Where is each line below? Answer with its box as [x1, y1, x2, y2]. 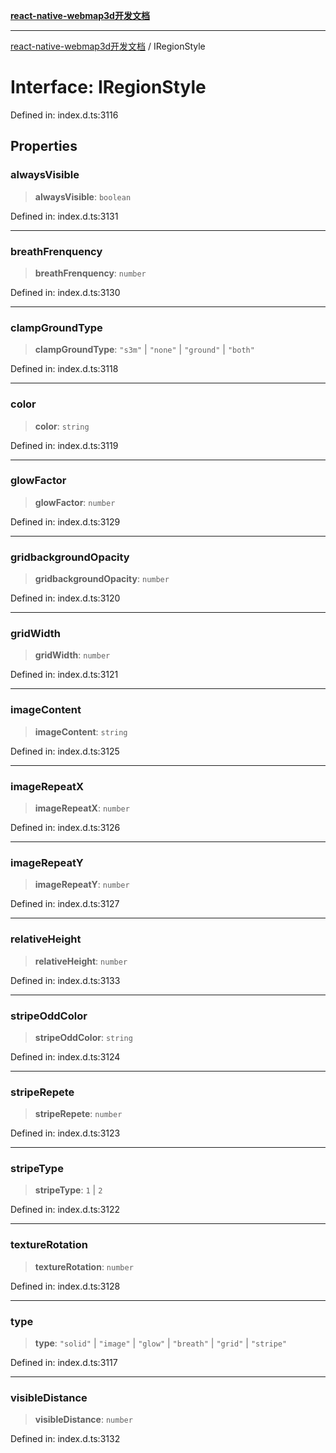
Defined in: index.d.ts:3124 [10, 1050, 121, 1063]
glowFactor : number [34, 496, 116, 508]
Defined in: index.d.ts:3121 [10, 669, 119, 681]
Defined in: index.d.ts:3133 [10, 974, 121, 986]
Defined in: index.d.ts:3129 [10, 515, 121, 528]
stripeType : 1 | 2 [34, 1184, 103, 1196]
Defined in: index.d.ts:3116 [10, 109, 119, 121]
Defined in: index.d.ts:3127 [10, 898, 120, 910]
